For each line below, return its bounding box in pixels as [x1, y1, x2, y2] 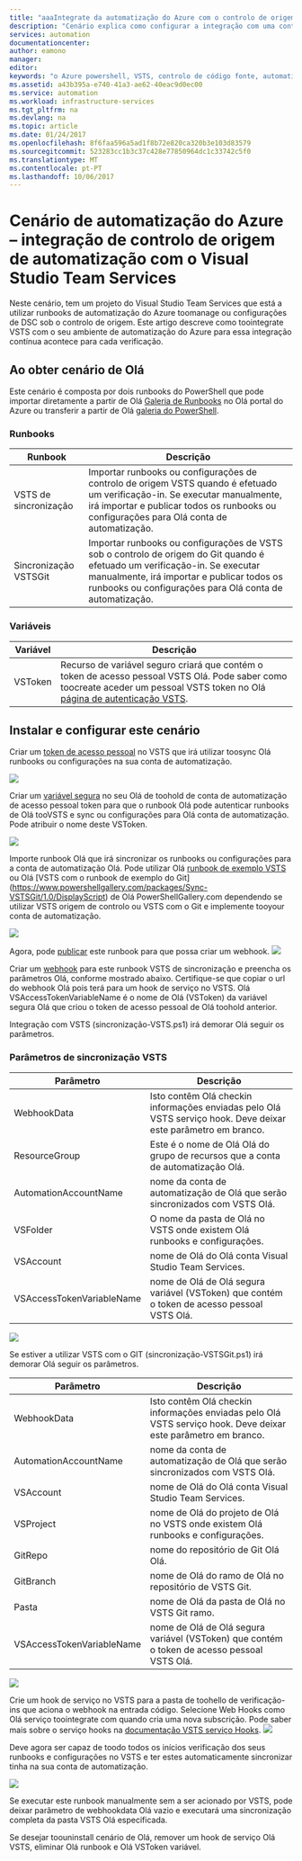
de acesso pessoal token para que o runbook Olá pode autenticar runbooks [9, 800, 289, 810]
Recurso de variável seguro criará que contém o [60, 658, 263, 671]
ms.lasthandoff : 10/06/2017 [9, 172, 115, 181]
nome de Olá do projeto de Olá [149, 1506, 280, 1518]
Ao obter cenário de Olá [9, 362, 145, 378]
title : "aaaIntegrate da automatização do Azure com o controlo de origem [9, 13, 296, 22]
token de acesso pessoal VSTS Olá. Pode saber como [60, 669, 288, 682]
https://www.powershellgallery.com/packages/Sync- [12, 882, 209, 893]
